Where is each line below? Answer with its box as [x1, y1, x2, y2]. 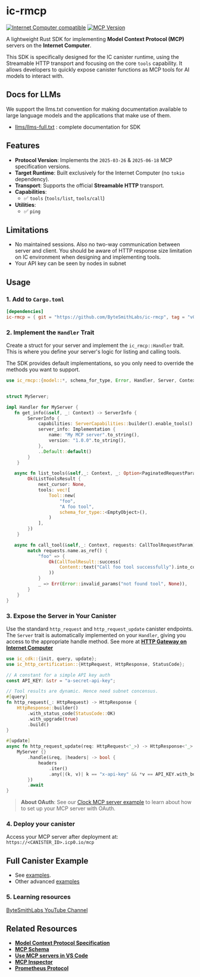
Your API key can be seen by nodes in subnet [14, 260, 126, 267]
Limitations [6, 225, 49, 235]
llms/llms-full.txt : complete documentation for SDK [14, 123, 141, 131]
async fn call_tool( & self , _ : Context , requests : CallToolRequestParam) [14, 542, 196, 548]
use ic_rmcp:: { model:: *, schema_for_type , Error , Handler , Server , [6, 377, 177, 384]
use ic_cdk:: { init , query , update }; [6, 656, 97, 662]
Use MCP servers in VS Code [14, 952, 88, 959]
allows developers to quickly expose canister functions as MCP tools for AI [6, 66, 190, 73]
